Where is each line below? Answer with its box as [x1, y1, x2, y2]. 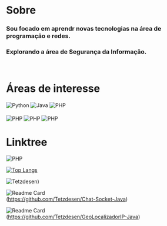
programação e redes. [6, 32, 71, 40]
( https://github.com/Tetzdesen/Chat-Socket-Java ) [6, 195, 128, 202]
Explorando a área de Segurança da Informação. [6, 48, 147, 56]
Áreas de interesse [6, 82, 101, 95]
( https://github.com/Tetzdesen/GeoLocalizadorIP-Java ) [6, 213, 141, 220]
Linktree [6, 135, 48, 149]
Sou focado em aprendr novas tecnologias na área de [6, 25, 162, 33]
